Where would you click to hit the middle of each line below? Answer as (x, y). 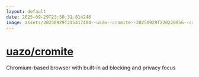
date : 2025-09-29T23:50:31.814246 (49, 17)
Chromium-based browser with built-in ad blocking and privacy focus (91, 68)
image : (14, 22)
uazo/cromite (40, 51)
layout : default (26, 11)
